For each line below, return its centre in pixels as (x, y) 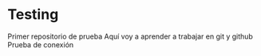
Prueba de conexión (41, 44)
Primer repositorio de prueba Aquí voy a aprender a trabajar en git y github (130, 36)
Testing (33, 15)
